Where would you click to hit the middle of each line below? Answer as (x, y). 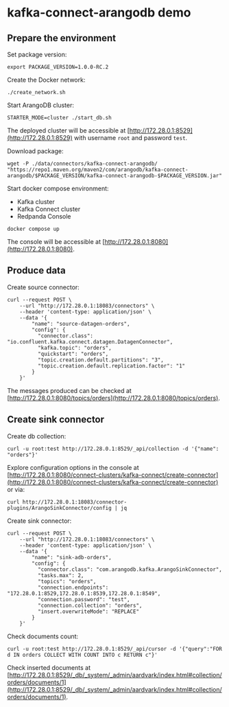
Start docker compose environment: (58, 188)
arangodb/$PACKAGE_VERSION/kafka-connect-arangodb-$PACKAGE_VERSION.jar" (115, 176)
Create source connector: (44, 287)
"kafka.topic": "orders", (74, 348)
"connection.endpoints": (73, 587)
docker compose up (33, 229)
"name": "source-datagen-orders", (81, 324)
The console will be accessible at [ (56, 242)
